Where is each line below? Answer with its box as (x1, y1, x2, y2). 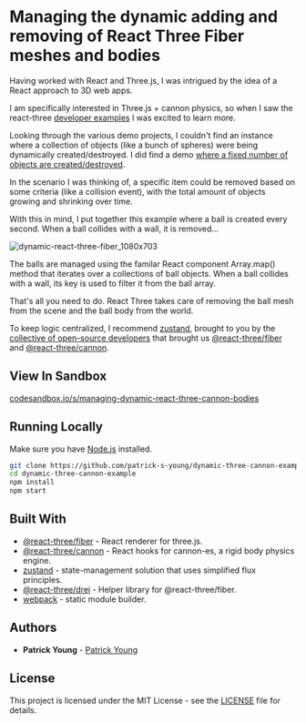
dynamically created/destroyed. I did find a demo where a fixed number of (9, 148, 289, 160)
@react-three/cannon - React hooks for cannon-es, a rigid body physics (22, 545, 295, 556)
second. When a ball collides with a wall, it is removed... (9, 223, 219, 234)
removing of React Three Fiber (9, 25, 244, 46)
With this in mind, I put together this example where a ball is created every (9, 213, 288, 224)
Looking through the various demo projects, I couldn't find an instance (9, 129, 273, 140)
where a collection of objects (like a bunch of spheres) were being (9, 139, 259, 150)
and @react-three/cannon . (9, 341, 109, 352)
